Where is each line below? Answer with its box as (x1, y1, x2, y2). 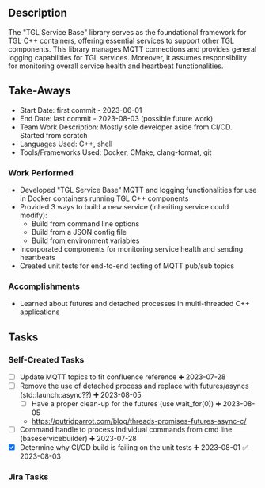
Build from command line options (31, 218, 140, 229)
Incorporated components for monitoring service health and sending (19, 244, 244, 253)
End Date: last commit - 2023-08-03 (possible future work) (19, 113, 214, 123)
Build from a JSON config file (31, 227, 127, 236)
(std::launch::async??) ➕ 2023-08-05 (19, 390, 142, 400)
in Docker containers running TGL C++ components (19, 194, 189, 203)
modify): (19, 210, 47, 220)
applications (19, 307, 60, 317)
